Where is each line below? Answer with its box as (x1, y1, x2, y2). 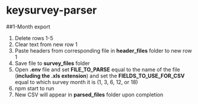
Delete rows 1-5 (14, 34, 53, 41)
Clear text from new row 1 (14, 41, 78, 48)
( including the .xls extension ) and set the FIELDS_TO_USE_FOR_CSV (14, 72, 185, 79)
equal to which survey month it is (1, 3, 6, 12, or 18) (14, 78, 138, 86)
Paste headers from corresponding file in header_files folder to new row (14, 47, 192, 54)
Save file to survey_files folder (14, 60, 90, 67)
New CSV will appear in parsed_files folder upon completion (14, 91, 164, 98)
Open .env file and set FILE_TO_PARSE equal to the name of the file (14, 66, 180, 73)
